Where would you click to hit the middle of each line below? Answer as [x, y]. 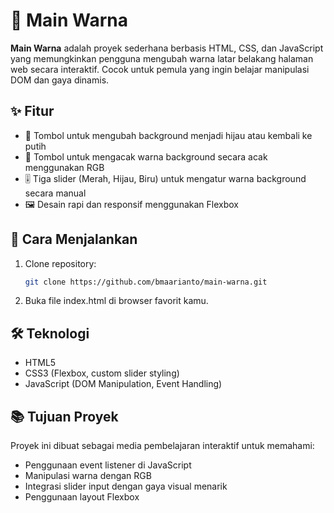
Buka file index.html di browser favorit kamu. [116, 301]
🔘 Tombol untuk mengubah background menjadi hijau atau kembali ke [168, 135]
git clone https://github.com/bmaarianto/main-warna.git [146, 282]
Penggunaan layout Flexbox [82, 497]
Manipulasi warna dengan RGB [88, 476]
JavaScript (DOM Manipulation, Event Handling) [123, 384]
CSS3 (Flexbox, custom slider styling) [102, 373]
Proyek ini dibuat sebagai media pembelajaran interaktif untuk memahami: [162, 446]
